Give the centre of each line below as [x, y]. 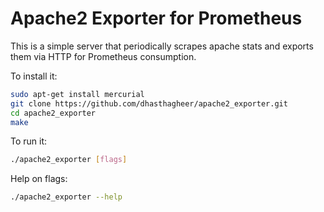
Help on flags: [39, 179]
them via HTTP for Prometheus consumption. [103, 56]
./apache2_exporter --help [66, 197]
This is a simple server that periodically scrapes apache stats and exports [162, 46]
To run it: [29, 141]
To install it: [34, 76]
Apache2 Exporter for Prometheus [156, 18]
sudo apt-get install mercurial [77, 94]
